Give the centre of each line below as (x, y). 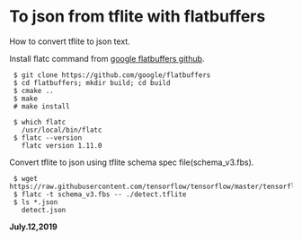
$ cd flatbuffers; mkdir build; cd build (92, 82)
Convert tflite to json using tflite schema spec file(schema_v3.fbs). (132, 162)
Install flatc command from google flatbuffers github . (107, 58)
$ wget (26, 178)
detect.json (44, 210)
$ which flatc (40, 122)
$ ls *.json (36, 202)
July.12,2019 (34, 227)
